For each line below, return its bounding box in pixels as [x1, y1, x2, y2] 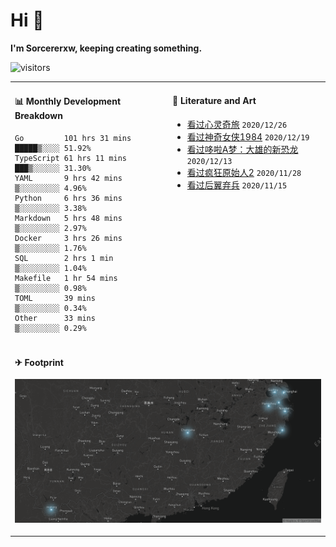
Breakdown [14, 110, 63, 122]
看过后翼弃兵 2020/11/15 [186, 179, 288, 191]
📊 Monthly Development [14, 95, 122, 108]
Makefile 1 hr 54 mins [14, 273, 118, 283]
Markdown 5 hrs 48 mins [14, 213, 123, 223]
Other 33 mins [14, 313, 96, 323]
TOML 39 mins [14, 293, 96, 303]
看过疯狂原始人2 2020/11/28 [186, 166, 302, 178]
